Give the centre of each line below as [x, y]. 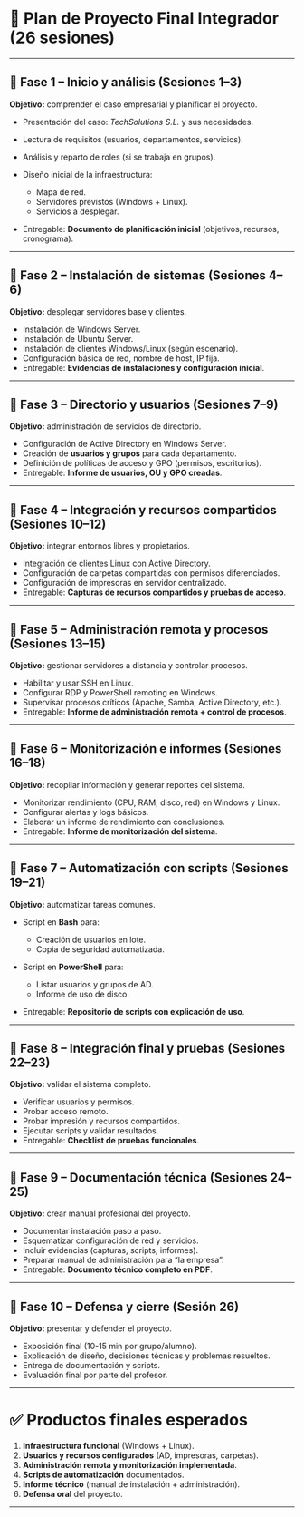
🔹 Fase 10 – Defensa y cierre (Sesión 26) [124, 1306]
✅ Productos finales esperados [129, 1420]
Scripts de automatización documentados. [103, 1474]
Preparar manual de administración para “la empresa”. [123, 1260]
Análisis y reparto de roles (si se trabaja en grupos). [119, 157]
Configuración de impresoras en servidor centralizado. [124, 583]
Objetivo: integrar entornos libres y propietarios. [100, 546]
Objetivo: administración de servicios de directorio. [105, 426]
